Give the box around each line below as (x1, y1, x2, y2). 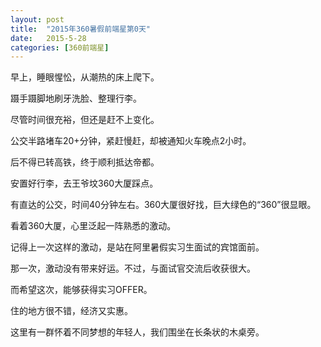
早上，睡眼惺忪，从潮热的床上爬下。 (10, 71, 160, 83)
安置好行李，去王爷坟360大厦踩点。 (10, 177, 159, 190)
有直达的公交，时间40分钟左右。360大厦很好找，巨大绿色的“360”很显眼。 (10, 199, 317, 211)
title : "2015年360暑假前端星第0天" (10, 24, 152, 34)
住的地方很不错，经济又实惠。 (10, 305, 133, 317)
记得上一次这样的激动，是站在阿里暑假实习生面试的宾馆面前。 (10, 241, 265, 253)
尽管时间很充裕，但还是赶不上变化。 (10, 114, 160, 126)
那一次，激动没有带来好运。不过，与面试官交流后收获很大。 (10, 262, 256, 275)
